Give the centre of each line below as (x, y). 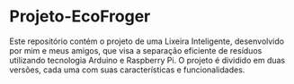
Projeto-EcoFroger (80, 17)
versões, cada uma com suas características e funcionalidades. (127, 70)
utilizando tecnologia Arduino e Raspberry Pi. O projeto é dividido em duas (147, 60)
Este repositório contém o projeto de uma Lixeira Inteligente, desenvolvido (147, 41)
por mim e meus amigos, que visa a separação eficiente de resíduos (136, 50)
